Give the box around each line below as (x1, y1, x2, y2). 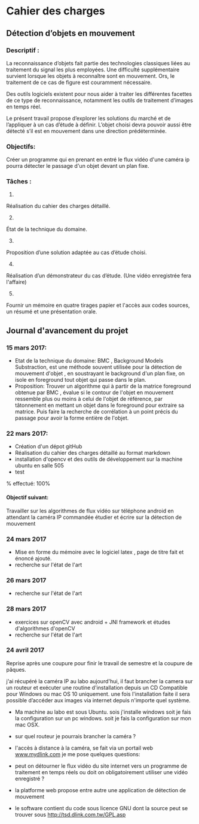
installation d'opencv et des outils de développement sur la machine (14, 455, 183, 463)
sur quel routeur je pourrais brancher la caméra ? (14, 732, 136, 740)
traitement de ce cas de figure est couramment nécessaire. (6, 79, 152, 86)
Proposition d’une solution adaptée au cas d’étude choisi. (6, 249, 147, 256)
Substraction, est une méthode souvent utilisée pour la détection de (14, 364, 182, 371)
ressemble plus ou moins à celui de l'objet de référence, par (14, 396, 163, 403)
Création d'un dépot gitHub (14, 443, 82, 450)
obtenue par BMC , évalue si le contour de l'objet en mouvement (14, 389, 174, 396)
